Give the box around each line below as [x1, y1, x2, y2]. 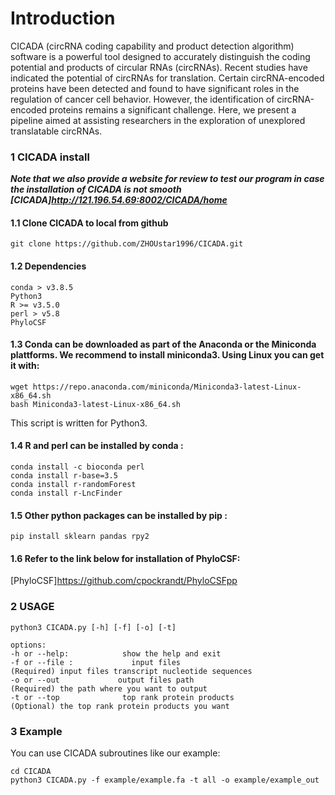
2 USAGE [10, 600, 55, 614]
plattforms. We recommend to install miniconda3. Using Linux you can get [10, 349, 325, 361]
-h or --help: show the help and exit [10, 648, 222, 659]
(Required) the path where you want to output [10, 683, 208, 694]
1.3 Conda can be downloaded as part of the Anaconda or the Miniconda [10, 338, 317, 351]
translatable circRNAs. [10, 125, 103, 137]
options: [10, 640, 47, 650]
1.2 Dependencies [10, 260, 87, 272]
